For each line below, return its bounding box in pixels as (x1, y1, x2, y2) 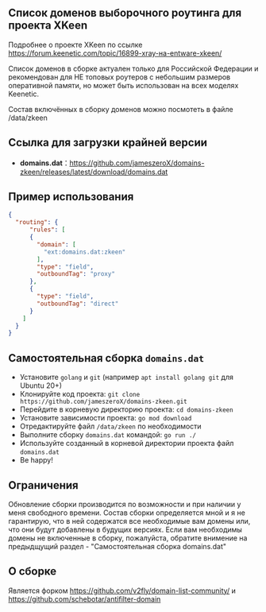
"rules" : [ (29, 226, 66, 234)
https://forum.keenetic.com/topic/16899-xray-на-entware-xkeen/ (8, 48, 222, 58)
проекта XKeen (8, 19, 88, 33)
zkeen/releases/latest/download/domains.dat (19, 167, 168, 176)
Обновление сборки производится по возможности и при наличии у (8, 499, 241, 509)
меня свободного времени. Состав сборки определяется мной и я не (8, 508, 246, 517)
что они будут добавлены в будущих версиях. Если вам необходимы (8, 525, 242, 534)
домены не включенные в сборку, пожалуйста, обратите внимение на (8, 533, 248, 543)
